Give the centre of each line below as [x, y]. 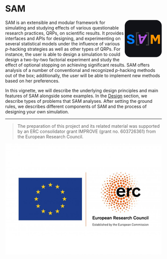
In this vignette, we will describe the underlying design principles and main [82, 90]
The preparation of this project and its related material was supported [88, 126]
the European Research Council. [50, 136]
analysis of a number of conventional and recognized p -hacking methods [80, 70]
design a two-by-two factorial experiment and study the [62, 59]
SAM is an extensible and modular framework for [55, 22]
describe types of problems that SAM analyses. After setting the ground [79, 101]
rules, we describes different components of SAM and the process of [76, 106]
